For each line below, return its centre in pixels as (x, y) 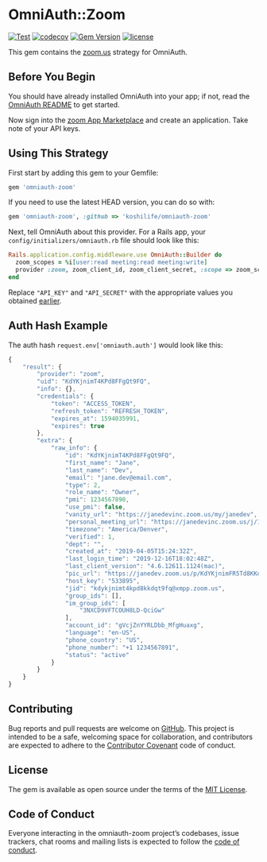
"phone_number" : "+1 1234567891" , (122, 647)
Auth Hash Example (58, 326)
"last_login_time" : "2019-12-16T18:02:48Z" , (140, 559)
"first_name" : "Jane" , (103, 462)
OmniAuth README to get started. (64, 104)
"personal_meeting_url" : (106, 522)
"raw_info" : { (74, 448)
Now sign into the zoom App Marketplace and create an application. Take (128, 120)
